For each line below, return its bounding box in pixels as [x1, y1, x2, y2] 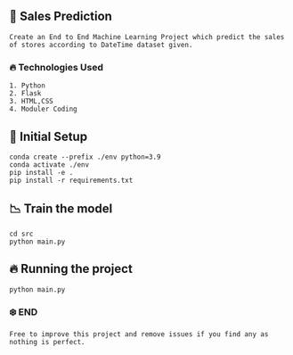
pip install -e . [9, 168, 74, 177]
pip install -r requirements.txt [9, 176, 134, 185]
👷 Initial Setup [9, 128, 87, 144]
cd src [9, 229, 34, 238]
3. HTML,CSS [9, 97, 53, 106]
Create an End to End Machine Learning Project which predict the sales [9, 32, 285, 41]
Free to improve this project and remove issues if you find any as [9, 329, 269, 339]
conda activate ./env [9, 160, 90, 169]
